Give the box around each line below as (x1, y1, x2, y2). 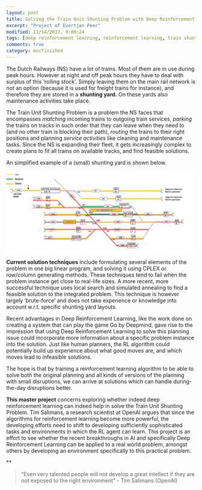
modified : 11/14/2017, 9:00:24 (6, 29, 85, 35)
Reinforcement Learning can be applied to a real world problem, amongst (6, 441, 188, 448)
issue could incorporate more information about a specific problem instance (6, 335, 194, 342)
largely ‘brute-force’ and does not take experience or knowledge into (6, 297, 177, 304)
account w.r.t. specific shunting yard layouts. (6, 303, 117, 310)
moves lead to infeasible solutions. (6, 353, 92, 361)
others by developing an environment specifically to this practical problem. (6, 447, 191, 454)
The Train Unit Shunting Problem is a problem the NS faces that (6, 108, 164, 116)
